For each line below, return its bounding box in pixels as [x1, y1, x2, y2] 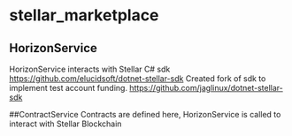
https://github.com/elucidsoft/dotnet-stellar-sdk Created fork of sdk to [9, 73, 266, 84]
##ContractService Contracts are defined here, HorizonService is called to [9, 110, 281, 119]
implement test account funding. [9, 83, 128, 93]
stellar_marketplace [9, 5, 159, 26]
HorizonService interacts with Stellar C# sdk [9, 64, 171, 74]
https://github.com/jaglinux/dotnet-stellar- [129, 83, 283, 93]
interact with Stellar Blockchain [9, 118, 122, 129]
